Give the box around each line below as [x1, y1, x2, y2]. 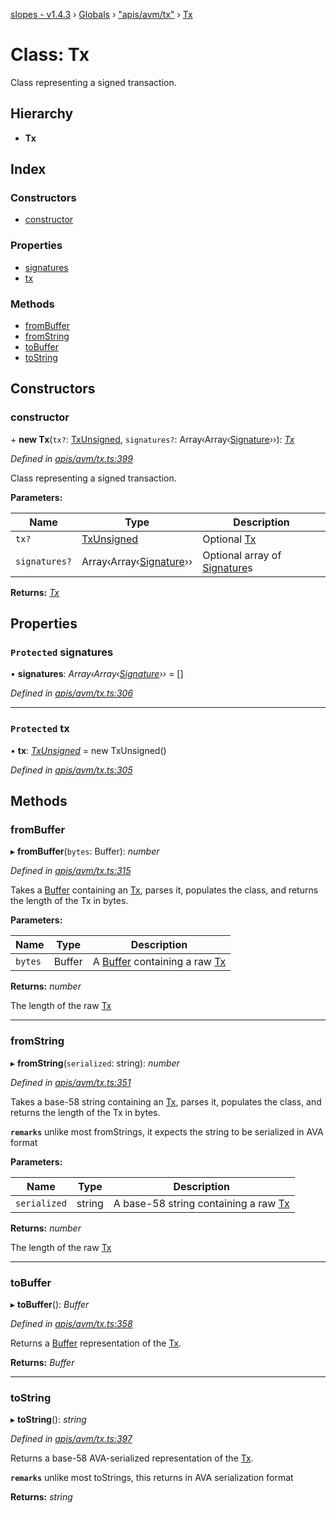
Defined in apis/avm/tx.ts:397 [10, 1433, 133, 1445]
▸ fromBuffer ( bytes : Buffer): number [10, 845, 160, 858]
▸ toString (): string [10, 1414, 87, 1426]
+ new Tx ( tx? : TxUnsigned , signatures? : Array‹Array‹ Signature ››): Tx [10, 433, 295, 445]
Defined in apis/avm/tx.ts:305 [10, 764, 133, 776]
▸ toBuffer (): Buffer [10, 1298, 90, 1310]
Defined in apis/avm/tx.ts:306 [10, 687, 134, 699]
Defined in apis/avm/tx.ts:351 [10, 1076, 132, 1088]
